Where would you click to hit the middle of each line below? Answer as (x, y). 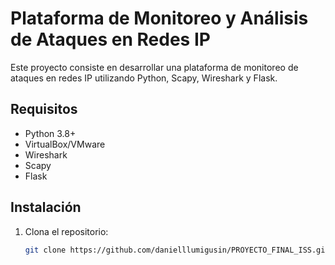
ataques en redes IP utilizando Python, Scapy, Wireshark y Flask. (144, 78)
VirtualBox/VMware (65, 144)
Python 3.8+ (50, 133)
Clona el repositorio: (66, 231)
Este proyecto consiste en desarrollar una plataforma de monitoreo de (154, 67)
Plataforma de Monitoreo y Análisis (159, 18)
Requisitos (44, 109)
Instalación (46, 207)
